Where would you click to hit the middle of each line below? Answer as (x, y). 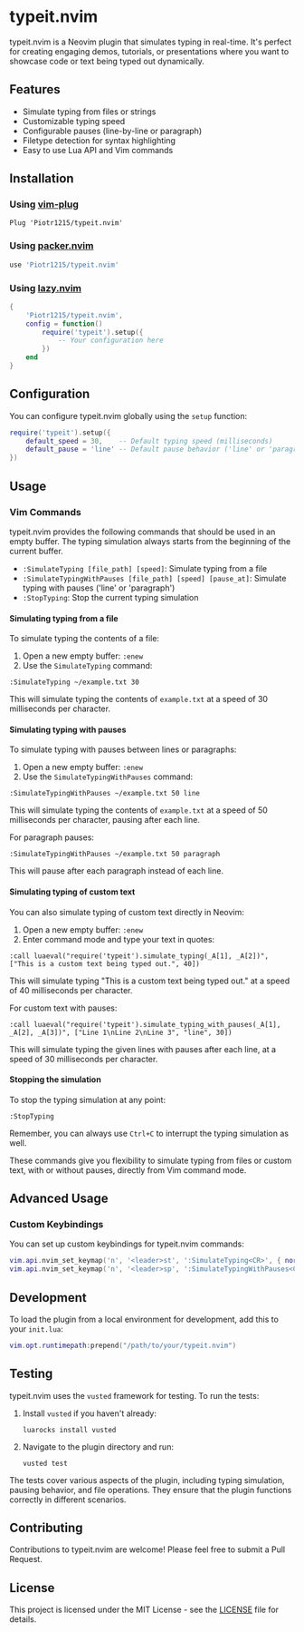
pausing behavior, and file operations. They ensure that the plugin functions (151, 1490)
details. (23, 1619)
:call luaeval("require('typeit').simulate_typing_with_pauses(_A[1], (145, 1024)
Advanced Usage (59, 1199)
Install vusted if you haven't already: (89, 1413)
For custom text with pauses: (63, 1008)
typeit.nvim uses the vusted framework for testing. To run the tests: (134, 1395)
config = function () (64, 324)
